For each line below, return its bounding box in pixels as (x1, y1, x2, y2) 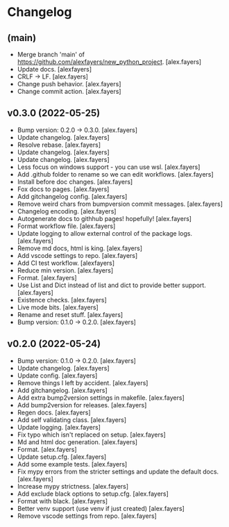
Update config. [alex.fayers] (17, 371, 98, 380)
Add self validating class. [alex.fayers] (17, 415, 127, 424)
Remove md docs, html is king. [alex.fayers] (17, 244, 143, 252)
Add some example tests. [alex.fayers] (17, 460, 128, 468)
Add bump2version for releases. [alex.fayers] (17, 400, 147, 409)
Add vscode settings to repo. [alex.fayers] (17, 251, 138, 259)
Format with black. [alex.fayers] (17, 496, 108, 505)
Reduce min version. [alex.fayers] (17, 266, 114, 275)
